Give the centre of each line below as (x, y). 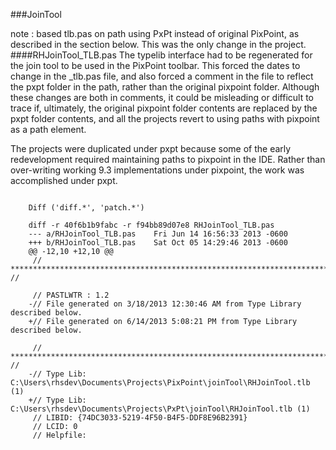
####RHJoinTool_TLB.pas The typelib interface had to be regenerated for (161, 55)
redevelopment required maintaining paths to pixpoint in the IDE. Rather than (168, 159)
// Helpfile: (59, 435)
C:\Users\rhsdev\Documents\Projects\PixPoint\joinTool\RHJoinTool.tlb (160, 383)
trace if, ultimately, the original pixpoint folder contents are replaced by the (164, 108)
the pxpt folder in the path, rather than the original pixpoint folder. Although (165, 87)
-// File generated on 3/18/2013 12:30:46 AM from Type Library (165, 304)
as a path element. (48, 129)
